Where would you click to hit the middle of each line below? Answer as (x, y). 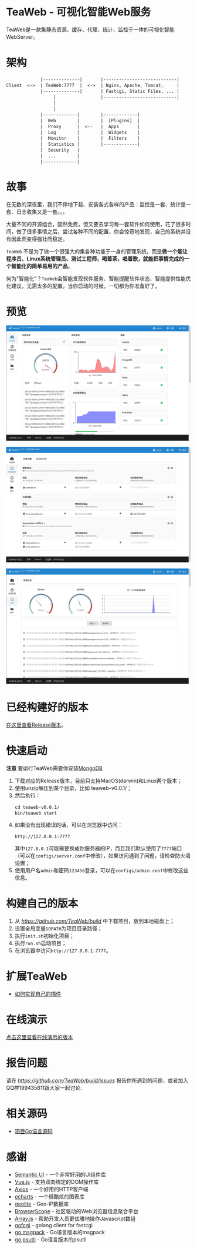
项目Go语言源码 (33, 1131)
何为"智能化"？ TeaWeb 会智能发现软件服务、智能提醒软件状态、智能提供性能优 (98, 278)
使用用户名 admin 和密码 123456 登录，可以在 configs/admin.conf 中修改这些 (101, 870)
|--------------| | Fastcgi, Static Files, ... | (110, 91)
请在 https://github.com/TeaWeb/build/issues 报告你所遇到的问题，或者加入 (97, 1080)
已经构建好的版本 (47, 707)
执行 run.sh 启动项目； (40, 943)
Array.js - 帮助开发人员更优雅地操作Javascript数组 (75, 1218)
